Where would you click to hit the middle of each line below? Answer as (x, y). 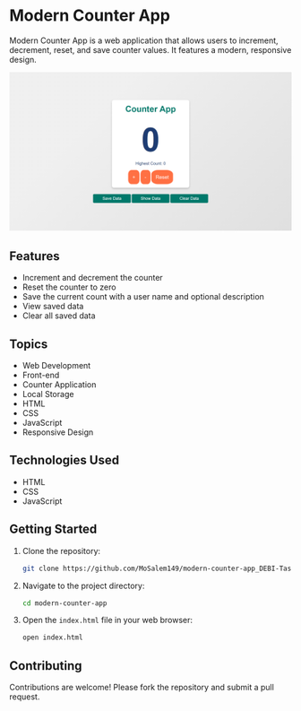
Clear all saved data (59, 316)
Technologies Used (64, 460)
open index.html (52, 637)
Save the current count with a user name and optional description (143, 297)
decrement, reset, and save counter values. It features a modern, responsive (150, 49)
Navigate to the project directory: (83, 585)
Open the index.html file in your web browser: (107, 620)
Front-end (41, 375)
